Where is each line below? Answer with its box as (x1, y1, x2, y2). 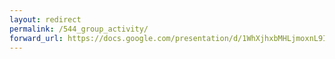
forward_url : (9, 33, 64, 43)
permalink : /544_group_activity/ (9, 24, 149, 34)
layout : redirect (9, 14, 82, 25)
